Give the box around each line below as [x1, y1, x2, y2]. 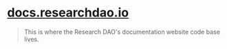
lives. [23, 35, 39, 43]
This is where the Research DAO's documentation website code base [23, 28, 220, 36]
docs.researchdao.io [7, 5, 129, 21]
